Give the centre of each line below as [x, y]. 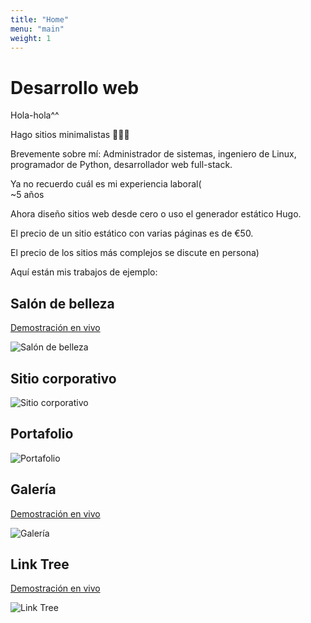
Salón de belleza [62, 303]
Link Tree [40, 564]
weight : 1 [31, 38]
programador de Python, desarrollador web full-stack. [121, 165]
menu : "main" [37, 29]
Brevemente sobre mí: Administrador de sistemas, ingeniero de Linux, [153, 154]
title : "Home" [40, 19]
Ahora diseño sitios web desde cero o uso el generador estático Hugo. [156, 214]
